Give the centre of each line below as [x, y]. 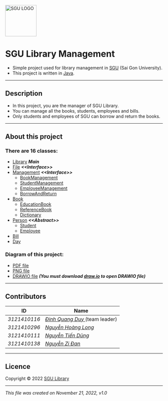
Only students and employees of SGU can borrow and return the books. [86, 116]
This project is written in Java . [43, 73]
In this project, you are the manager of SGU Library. [65, 106]
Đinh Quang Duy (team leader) [81, 319]
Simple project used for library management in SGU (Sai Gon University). [87, 68]
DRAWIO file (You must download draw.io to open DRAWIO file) [79, 276]
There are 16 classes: [31, 151]
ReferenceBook [36, 210]
